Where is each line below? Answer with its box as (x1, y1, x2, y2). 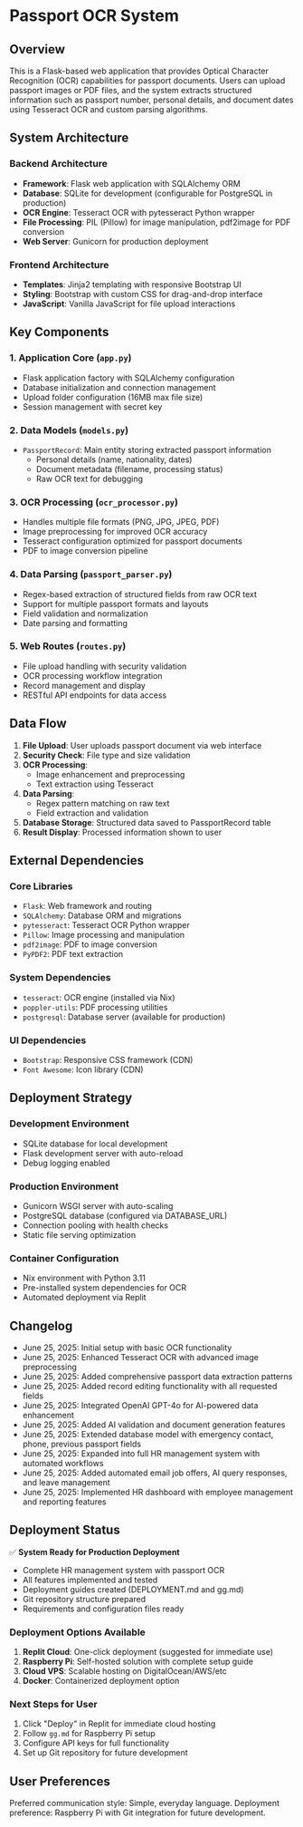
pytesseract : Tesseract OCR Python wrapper (22, 920, 190, 931)
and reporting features (22, 1496, 107, 1507)
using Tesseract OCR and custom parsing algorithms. (9, 104, 208, 114)
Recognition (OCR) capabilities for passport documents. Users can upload (9, 75, 286, 86)
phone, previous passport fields (22, 1438, 142, 1450)
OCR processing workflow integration (22, 670, 163, 681)
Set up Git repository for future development (22, 1747, 188, 1758)
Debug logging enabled (22, 1157, 110, 1168)
